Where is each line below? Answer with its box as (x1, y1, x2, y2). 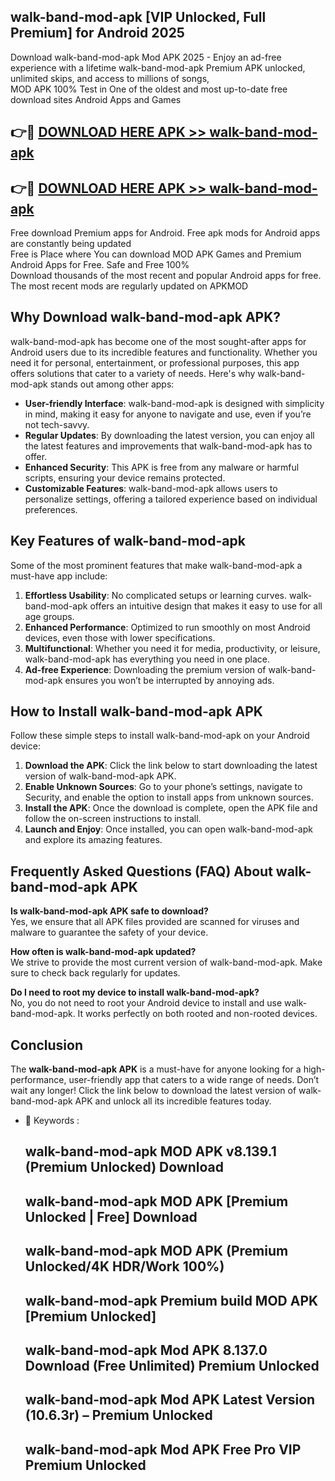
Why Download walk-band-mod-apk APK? (10, 309, 282, 326)
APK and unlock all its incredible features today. (74, 1095, 272, 1107)
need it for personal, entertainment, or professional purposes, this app (10, 356, 300, 369)
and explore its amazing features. (24, 834, 163, 846)
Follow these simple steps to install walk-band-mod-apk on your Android (10, 730, 310, 742)
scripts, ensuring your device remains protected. (24, 471, 226, 484)
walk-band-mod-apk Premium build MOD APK (24, 1292, 319, 1309)
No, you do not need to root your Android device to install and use (10, 997, 283, 1009)
